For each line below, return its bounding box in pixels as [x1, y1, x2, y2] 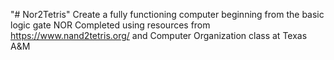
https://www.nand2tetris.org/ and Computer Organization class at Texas [10, 30, 308, 41]
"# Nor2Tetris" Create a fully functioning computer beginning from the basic [10, 9, 325, 20]
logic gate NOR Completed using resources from [10, 19, 211, 31]
